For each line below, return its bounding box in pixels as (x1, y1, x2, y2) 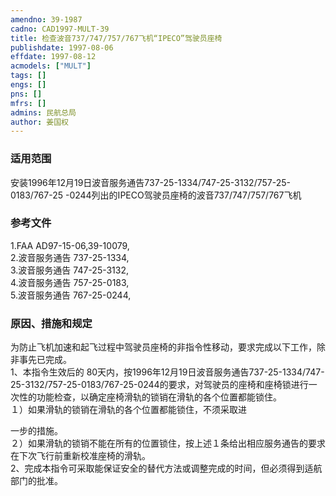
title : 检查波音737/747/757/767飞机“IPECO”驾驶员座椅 (10, 33, 223, 43)
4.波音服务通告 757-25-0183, (10, 276, 130, 288)
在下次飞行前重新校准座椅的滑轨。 (10, 450, 151, 462)
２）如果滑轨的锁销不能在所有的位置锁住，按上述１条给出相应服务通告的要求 (10, 437, 326, 450)
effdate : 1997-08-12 (10, 52, 97, 62)
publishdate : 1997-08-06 (10, 42, 114, 53)
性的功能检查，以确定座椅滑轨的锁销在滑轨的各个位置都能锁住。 (18, 391, 282, 403)
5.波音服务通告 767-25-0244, (10, 289, 132, 301)
